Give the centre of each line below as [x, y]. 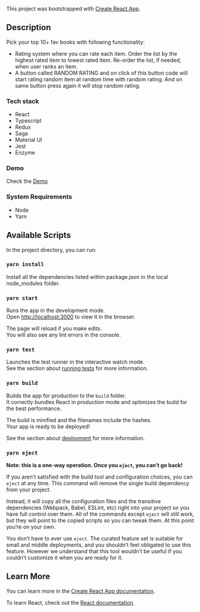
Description [29, 27]
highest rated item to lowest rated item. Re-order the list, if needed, [98, 60]
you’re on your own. [31, 527]
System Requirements [39, 197]
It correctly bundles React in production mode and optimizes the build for [97, 402]
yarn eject [22, 453]
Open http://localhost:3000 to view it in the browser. [71, 317]
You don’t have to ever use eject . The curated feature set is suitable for [95, 538]
